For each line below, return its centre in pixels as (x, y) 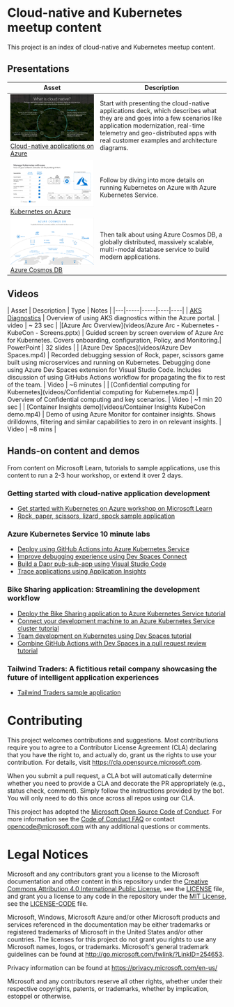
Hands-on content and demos (73, 451)
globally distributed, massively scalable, (157, 241)
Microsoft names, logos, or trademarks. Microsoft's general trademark (108, 946)
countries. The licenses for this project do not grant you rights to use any (112, 939)
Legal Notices (48, 855)
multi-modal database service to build (155, 249)
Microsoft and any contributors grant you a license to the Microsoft (103, 874)
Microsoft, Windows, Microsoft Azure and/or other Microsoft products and (114, 917)
